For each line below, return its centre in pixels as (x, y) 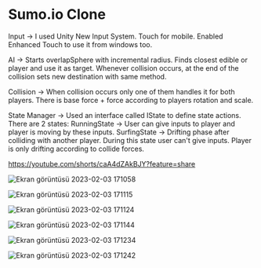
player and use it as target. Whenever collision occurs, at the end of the (123, 68)
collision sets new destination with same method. (87, 76)
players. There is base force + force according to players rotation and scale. (131, 100)
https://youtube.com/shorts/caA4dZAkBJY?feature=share (102, 163)
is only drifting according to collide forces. (76, 149)
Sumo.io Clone (57, 15)
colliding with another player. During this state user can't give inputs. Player (130, 140)
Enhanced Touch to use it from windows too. (80, 44)
